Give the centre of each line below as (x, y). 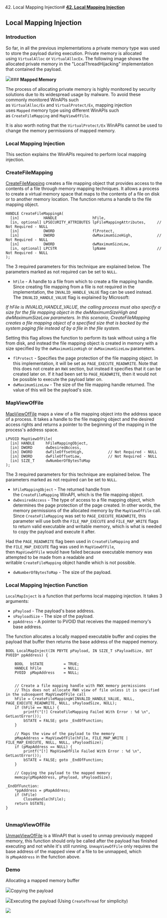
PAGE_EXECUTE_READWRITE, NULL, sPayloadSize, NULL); (61, 703)
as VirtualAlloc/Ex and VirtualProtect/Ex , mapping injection (69, 105)
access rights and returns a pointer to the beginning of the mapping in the (81, 424)
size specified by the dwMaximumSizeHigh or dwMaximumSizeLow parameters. (81, 349)
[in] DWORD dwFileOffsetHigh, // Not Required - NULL (83, 452)
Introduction (21, 37)
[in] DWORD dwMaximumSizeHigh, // (86, 236)
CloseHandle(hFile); (45, 799)
